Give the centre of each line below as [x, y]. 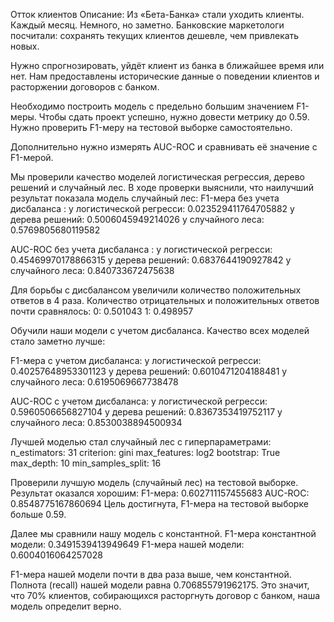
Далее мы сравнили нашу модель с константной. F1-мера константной [163, 533]
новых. [25, 46]
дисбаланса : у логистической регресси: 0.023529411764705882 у [152, 208]
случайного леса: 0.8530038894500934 [96, 422]
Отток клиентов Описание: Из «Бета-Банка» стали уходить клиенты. [157, 14]
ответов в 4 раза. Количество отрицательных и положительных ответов [165, 300]
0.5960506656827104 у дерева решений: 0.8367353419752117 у [146, 412]
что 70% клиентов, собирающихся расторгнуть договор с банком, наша [165, 595]
